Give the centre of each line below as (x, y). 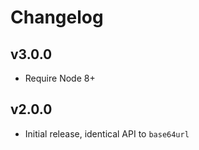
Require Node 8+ (60, 78)
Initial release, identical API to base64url (107, 133)
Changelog (57, 17)
